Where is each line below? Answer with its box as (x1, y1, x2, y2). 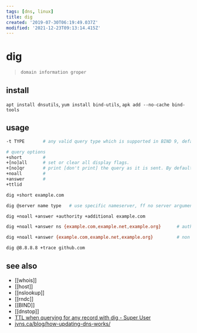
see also (6, 261, 38, 271)
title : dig (6, 14, 33, 20)
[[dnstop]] (14, 308, 39, 315)
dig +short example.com (6, 192, 64, 198)
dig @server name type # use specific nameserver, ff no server (6, 202, 172, 208)
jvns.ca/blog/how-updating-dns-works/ (14, 320, 111, 327)
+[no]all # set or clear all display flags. (6, 160, 130, 166)
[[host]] (14, 283, 33, 290)
